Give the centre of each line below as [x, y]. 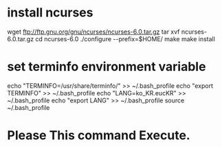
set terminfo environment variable [107, 67]
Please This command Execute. [99, 136]
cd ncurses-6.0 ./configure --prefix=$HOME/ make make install [125, 38]
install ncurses [50, 13]
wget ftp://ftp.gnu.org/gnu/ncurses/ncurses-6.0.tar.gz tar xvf [93, 32]
